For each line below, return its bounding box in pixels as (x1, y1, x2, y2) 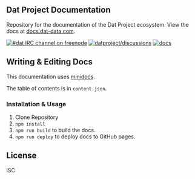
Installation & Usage (6, 100, 67, 108)
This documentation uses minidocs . (6, 73, 95, 80)
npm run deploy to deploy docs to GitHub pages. (15, 133, 136, 140)
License (6, 150, 37, 161)
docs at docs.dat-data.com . (6, 27, 76, 35)
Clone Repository (15, 113, 59, 121)
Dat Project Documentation (6, 5, 111, 15)
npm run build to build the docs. (15, 126, 96, 133)
